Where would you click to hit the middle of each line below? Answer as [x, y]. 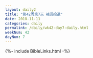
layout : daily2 [21, 10]
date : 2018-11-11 [23, 19]
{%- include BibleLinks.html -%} [38, 51]
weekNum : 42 [17, 32]
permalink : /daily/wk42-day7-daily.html [47, 28]
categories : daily [24, 23]
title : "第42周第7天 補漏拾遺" [34, 14]
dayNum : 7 [15, 37]
